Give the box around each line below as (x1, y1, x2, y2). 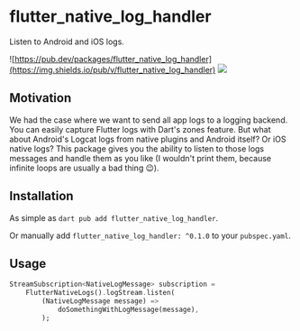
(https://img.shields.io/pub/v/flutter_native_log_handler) (9, 64, 216, 75)
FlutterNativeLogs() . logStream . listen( (25, 289, 176, 298)
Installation (9, 188, 74, 204)
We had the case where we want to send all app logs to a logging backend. (9, 115, 288, 125)
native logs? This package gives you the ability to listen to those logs (9, 143, 265, 154)
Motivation (9, 90, 72, 106)
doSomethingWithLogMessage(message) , (57, 305, 200, 314)
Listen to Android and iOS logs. (9, 36, 124, 47)
